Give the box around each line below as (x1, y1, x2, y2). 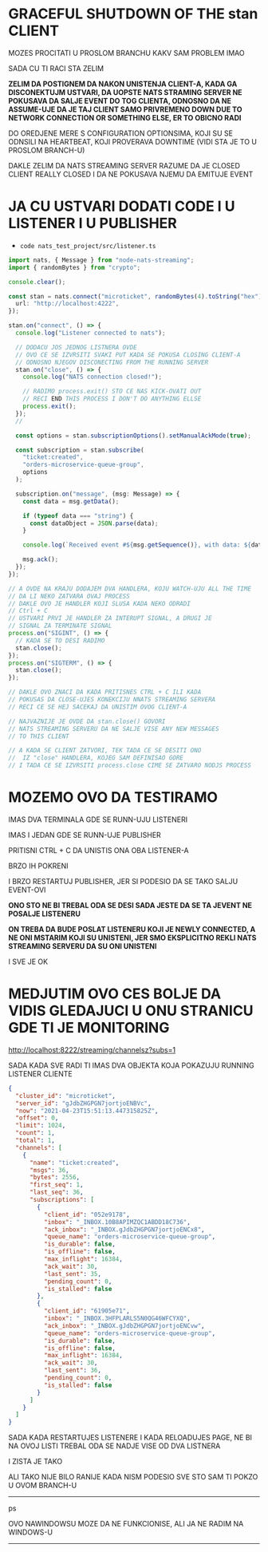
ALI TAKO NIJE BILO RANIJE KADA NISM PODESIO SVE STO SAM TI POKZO (8, 1472, 258, 1482)
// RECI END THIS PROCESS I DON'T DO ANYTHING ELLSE (22, 395, 202, 403)
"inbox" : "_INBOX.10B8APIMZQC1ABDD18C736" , (43, 1218, 191, 1226)
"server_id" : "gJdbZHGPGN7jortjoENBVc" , (15, 1099, 152, 1108)
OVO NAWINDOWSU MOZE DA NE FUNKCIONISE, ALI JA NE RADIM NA (8, 1519, 244, 1529)
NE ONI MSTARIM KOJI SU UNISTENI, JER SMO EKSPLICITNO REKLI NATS (8, 933, 257, 942)
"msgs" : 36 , (29, 1166, 69, 1174)
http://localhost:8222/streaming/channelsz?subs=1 (8, 1045, 176, 1054)
